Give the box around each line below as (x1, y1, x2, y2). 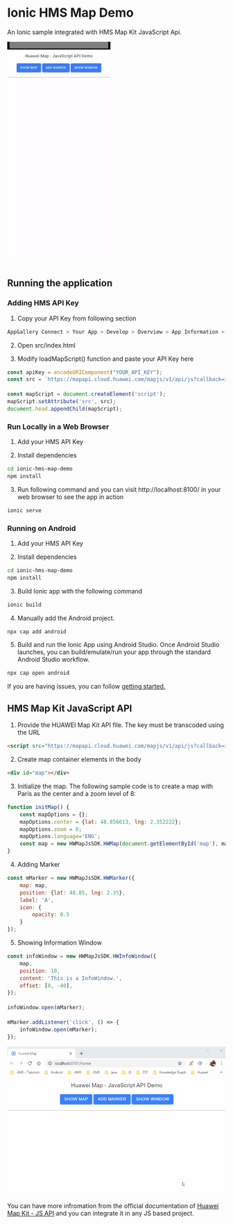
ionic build (7, 601, 42, 608)
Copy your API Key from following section (17, 314, 137, 323)
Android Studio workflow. (17, 655, 90, 664)
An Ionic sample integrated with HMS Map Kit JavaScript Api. (7, 28, 182, 36)
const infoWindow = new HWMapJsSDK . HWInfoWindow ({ (7, 953, 157, 960)
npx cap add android (7, 628, 67, 635)
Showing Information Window (17, 938, 102, 947)
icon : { (19, 904, 42, 911)
